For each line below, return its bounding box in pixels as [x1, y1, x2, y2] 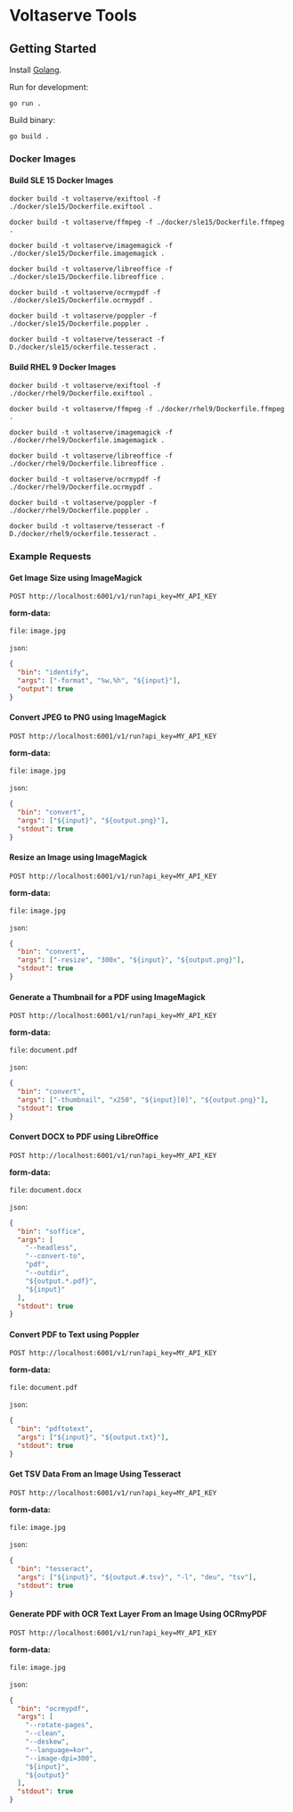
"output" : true [17, 684, 74, 694]
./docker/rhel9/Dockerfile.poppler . [9, 506, 150, 516]
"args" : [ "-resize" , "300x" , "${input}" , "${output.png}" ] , [17, 956, 245, 964]
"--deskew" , [25, 1737, 69, 1746]
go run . [9, 99, 42, 108]
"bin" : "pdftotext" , [17, 1425, 94, 1434]
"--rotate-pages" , [25, 1721, 94, 1730]
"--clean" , [25, 1729, 66, 1738]
